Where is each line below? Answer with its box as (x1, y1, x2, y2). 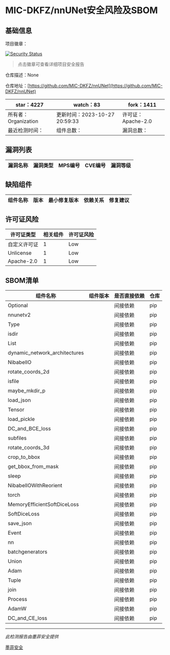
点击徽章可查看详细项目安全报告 (17, 61, 84, 67)
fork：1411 (128, 102, 157, 108)
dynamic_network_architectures (8, 349, 84, 356)
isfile (8, 378, 19, 385)
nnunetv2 (8, 311, 31, 318)
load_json (8, 397, 31, 404)
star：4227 (15, 102, 44, 108)
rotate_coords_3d (8, 444, 50, 451)
